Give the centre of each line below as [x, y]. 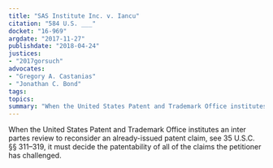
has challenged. [35, 156]
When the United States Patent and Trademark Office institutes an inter [127, 130]
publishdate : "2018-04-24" [54, 46]
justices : [25, 54]
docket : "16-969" [38, 31]
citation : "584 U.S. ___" [52, 24]
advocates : [27, 69]
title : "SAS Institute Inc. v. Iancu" [74, 16]
